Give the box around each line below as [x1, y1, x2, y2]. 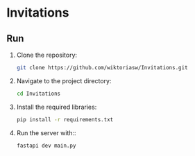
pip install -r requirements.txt [16, 116, 114, 123]
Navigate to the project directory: [16, 76, 112, 85]
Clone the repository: [16, 51, 78, 59]
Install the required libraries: [16, 103, 97, 111]
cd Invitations [16, 90, 61, 97]
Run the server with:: [16, 128, 77, 137]
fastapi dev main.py [16, 142, 76, 149]
